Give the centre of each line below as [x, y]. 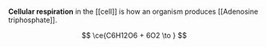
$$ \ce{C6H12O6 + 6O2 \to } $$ [134, 35]
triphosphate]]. [33, 20]
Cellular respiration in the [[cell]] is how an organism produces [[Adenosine [133, 12]
